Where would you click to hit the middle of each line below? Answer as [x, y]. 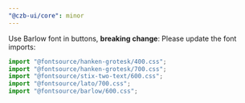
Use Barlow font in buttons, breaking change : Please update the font [122, 38]
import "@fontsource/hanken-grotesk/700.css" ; [88, 69]
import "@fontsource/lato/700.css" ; [69, 84]
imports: [22, 47]
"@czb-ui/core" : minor [46, 16]
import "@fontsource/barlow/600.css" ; [73, 91]
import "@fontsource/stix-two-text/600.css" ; [86, 77]
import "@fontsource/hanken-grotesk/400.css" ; [88, 61]
